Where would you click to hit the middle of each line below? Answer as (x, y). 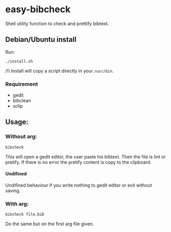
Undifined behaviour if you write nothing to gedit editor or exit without (79, 185)
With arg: (17, 204)
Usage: (17, 122)
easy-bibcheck (38, 9)
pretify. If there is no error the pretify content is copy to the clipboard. (78, 162)
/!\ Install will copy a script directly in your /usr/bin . (59, 71)
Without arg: (21, 136)
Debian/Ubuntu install (41, 40)
